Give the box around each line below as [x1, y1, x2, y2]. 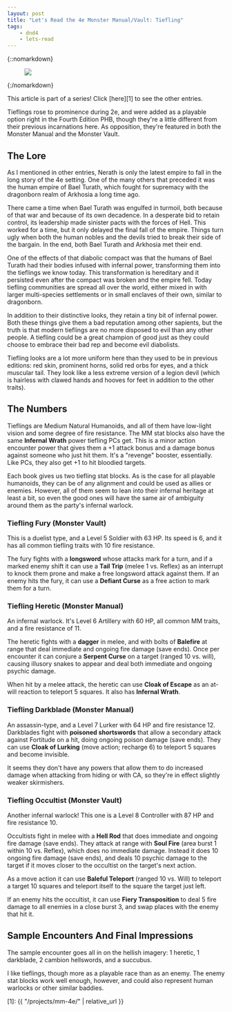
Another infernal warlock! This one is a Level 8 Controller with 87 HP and [7, 811, 214, 819]
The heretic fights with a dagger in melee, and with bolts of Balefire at [7, 638, 208, 646]
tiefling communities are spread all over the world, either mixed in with [7, 283, 207, 291]
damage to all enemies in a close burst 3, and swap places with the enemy [7, 902, 219, 910]
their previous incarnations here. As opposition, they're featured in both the [7, 122, 222, 131]
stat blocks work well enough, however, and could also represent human [7, 976, 213, 984]
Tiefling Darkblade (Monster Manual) [7, 705, 135, 715]
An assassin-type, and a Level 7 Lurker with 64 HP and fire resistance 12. [7, 720, 215, 729]
